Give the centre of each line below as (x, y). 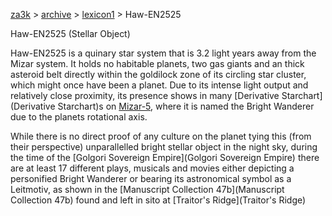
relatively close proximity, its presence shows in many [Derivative (145, 95)
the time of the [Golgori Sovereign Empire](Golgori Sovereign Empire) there (165, 157)
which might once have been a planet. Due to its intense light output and (159, 85)
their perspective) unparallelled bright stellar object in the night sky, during (164, 147)
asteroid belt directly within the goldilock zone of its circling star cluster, (158, 74)
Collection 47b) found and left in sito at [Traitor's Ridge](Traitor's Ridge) (158, 200)
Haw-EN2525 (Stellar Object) (70, 33)
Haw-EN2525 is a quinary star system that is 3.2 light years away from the (163, 53)
